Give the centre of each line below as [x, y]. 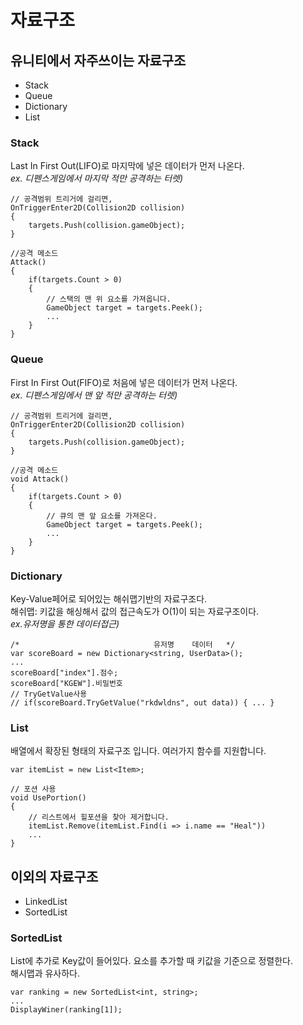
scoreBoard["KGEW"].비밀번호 [66, 683]
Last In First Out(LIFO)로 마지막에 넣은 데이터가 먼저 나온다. [127, 166]
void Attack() [40, 479]
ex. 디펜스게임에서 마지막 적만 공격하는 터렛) [97, 178]
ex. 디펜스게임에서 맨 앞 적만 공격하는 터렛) [94, 395]
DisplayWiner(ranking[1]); [66, 1010]
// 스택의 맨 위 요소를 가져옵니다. [109, 299]
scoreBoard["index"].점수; [64, 672]
